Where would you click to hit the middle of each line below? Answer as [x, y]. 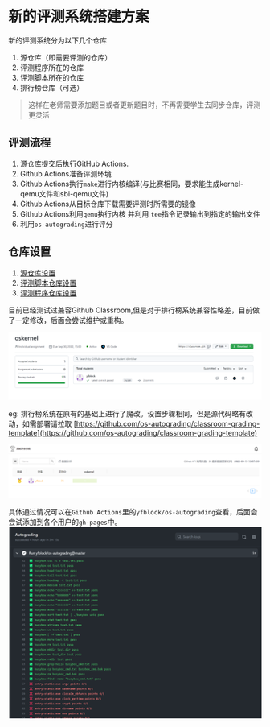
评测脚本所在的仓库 [52, 77]
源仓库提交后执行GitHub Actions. [74, 163]
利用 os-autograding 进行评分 [67, 224]
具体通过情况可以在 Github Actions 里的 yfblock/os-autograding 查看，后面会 [133, 512]
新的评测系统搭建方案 [79, 17]
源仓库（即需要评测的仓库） [66, 57]
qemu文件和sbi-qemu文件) [64, 193]
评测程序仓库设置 [48, 293]
